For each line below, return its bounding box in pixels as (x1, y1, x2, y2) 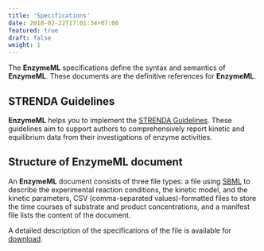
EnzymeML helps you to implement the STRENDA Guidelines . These (8, 115, 232, 125)
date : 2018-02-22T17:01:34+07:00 (8, 19, 119, 27)
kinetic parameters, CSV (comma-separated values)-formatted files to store (8, 193, 257, 203)
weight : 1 (8, 41, 41, 49)
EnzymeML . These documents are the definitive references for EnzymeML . (8, 71, 257, 81)
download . (8, 234, 43, 243)
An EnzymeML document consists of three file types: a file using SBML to (8, 176, 250, 186)
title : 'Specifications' (8, 11, 91, 20)
